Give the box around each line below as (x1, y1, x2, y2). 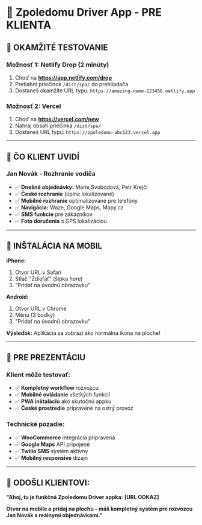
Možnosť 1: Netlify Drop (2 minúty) (6, 60, 109, 69)
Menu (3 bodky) (14, 311, 55, 319)
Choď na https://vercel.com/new (14, 116, 99, 123)
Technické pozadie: (6, 420, 65, 428)
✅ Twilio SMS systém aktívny (14, 447, 88, 454)
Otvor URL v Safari (14, 269, 62, 276)
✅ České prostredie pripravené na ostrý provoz (14, 404, 133, 412)
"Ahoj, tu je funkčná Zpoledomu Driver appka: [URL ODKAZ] (6, 494, 159, 501)
